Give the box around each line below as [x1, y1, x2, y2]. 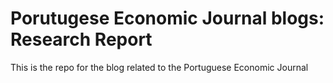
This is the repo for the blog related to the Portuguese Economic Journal [10, 61, 309, 73]
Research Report [10, 28, 153, 51]
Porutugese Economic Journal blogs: [10, 7, 325, 30]
